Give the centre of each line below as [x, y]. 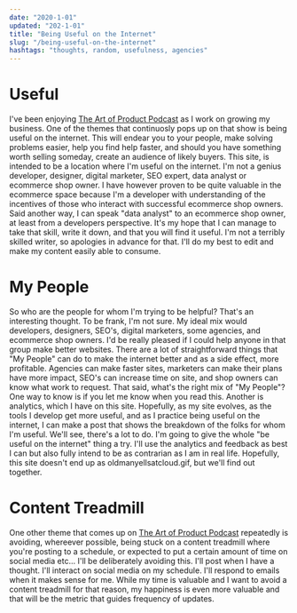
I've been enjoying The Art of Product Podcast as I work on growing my [140, 119]
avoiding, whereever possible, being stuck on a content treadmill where [140, 542]
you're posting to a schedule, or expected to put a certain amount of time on [148, 551]
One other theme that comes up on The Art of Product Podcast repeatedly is [149, 532]
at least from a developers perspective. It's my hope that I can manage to [143, 223]
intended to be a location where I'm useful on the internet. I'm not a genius [145, 166]
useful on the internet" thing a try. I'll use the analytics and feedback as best [148, 444]
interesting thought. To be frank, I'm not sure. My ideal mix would [128, 321]
